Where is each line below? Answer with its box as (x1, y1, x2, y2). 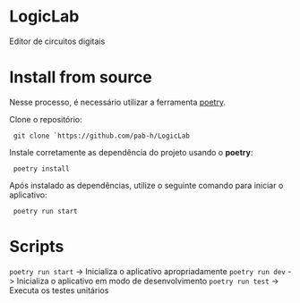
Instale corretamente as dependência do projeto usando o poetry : (9, 147, 253, 157)
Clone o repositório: (9, 114, 82, 124)
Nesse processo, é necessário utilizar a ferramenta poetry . (9, 97, 227, 107)
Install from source (9, 67, 152, 88)
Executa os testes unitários (9, 284, 109, 296)
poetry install (13, 164, 70, 173)
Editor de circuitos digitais (9, 36, 106, 46)
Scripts (9, 237, 64, 257)
